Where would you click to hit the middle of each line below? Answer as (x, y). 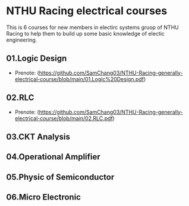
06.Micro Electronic (44, 197)
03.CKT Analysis (38, 136)
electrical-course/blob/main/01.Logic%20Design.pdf (79, 79)
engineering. (22, 40)
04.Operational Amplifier (53, 157)
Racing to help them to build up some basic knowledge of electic (86, 33)
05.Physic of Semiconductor (60, 177)
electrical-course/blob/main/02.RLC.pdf (64, 118)
